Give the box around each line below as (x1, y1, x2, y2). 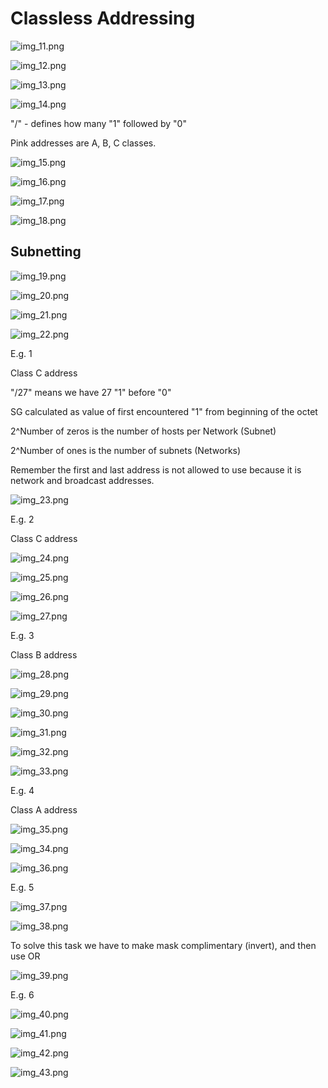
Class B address (10, 648, 78, 661)
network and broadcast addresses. (10, 474, 155, 486)
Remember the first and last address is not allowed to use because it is (10, 463, 302, 476)
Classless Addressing (10, 7, 196, 30)
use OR (10, 950, 41, 962)
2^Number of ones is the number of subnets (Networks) (10, 444, 242, 456)
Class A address (10, 803, 78, 816)
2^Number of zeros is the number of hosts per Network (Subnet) (10, 425, 277, 437)
